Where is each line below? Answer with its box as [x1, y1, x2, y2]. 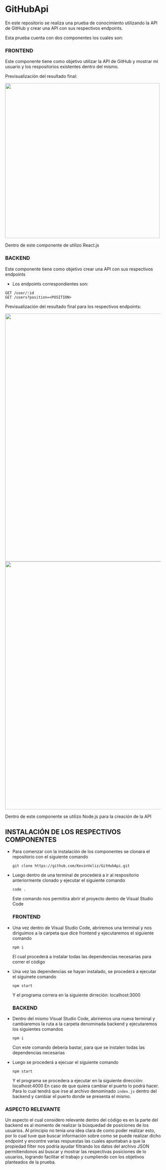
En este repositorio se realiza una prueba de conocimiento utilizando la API [5, 20, 158, 26]
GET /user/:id [5, 290, 35, 296]
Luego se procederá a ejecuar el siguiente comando [12, 1059, 119, 1065]
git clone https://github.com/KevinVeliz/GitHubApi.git [12, 863, 130, 868]
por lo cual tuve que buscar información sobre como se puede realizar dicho [5, 1133, 161, 1139]
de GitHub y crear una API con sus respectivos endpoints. [5, 25, 123, 31]
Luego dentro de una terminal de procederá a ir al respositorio [12, 872, 139, 878]
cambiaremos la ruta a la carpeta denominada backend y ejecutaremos [12, 1021, 157, 1027]
